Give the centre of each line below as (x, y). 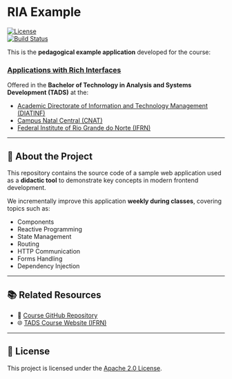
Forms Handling (40, 259)
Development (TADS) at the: (48, 92)
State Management (44, 237)
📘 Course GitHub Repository (57, 315)
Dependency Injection (48, 266)
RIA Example (44, 12)
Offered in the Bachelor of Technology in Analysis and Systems (99, 85)
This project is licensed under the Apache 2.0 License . (85, 368)
